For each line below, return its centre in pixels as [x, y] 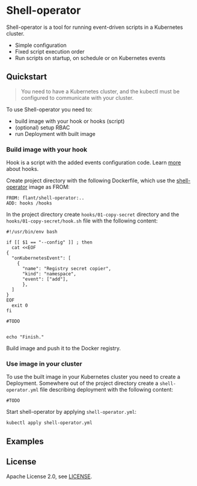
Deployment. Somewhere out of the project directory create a [82, 383]
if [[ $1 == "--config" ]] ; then [50, 242]
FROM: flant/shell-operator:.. [45, 198]
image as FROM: [50, 187]
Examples [25, 441]
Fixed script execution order [50, 51]
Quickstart [27, 77]
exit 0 [20, 306]
